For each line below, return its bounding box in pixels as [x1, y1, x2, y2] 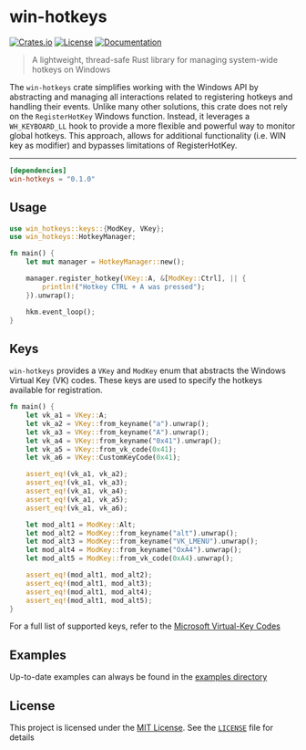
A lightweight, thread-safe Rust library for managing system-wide [31, 54, 279, 65]
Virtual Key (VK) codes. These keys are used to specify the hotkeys [9, 375, 262, 386]
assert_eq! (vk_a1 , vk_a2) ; [25, 470, 128, 479]
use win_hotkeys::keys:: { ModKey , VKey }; [9, 224, 166, 234]
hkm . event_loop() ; [25, 307, 96, 317]
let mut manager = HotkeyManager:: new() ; [25, 257, 185, 266]
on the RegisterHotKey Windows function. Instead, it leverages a [9, 110, 250, 121]
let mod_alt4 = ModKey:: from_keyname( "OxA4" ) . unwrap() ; [25, 546, 243, 555]
